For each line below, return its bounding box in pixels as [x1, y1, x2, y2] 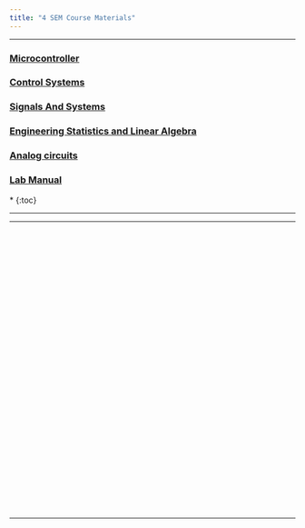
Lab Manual [9, 174, 62, 186]
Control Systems [9, 76, 85, 89]
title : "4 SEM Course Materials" [9, 13, 136, 23]
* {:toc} [9, 194, 37, 205]
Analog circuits [9, 149, 79, 162]
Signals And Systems [9, 101, 106, 114]
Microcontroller [9, 52, 80, 65]
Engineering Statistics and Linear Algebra [9, 125, 197, 137]
